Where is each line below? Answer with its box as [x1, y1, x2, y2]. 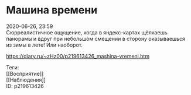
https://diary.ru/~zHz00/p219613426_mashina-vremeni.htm [6, 52, 150, 59]
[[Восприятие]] [6, 70, 44, 77]
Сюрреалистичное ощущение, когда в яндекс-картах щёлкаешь [6, 29, 168, 36]
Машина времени [6, 3, 98, 17]
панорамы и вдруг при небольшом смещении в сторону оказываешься [6, 35, 186, 42]
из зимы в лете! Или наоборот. [6, 41, 83, 48]
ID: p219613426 [6, 82, 44, 89]
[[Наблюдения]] [6, 76, 46, 83]
